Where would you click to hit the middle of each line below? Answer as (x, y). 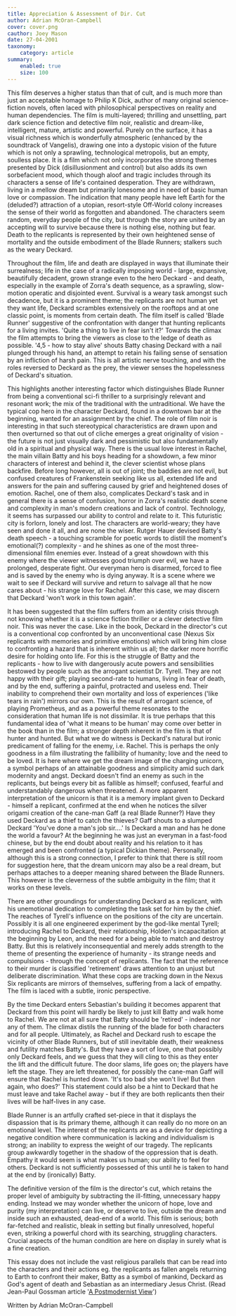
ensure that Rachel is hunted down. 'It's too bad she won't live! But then (111, 1079)
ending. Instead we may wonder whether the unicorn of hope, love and (110, 1203)
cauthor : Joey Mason (38, 33)
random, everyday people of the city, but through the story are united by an (117, 219)
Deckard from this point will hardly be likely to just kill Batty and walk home (116, 1012)
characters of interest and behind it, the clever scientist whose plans (106, 463)
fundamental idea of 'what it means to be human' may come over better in (114, 723)
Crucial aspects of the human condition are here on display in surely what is (117, 1240)
